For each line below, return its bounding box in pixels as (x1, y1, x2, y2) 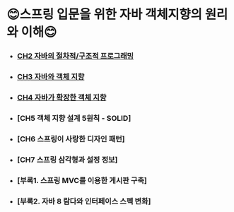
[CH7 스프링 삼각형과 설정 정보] (16, 155, 118, 165)
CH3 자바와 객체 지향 (16, 72, 85, 82)
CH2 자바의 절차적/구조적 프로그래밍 (16, 51, 134, 61)
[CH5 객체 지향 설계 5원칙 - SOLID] (16, 113, 131, 123)
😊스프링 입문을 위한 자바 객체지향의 (6, 6, 203, 23)
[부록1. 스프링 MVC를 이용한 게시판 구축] (16, 175, 148, 185)
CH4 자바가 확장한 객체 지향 (16, 93, 107, 102)
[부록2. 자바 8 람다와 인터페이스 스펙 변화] (16, 196, 151, 206)
